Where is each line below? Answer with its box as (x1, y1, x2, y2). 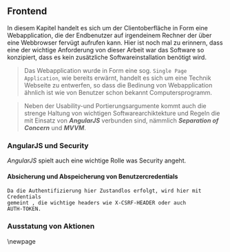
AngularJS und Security (7, 140, 89, 150)
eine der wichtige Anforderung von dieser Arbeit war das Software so (7, 45, 205, 54)
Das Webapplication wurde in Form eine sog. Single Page (23, 66, 187, 74)
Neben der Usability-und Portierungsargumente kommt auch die (23, 101, 207, 109)
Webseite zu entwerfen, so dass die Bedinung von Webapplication (23, 81, 213, 89)
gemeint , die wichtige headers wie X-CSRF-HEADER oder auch (7, 200, 187, 207)
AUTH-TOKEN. (7, 206, 41, 213)
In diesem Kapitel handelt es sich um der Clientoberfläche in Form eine (7, 23, 208, 32)
